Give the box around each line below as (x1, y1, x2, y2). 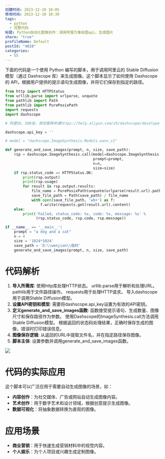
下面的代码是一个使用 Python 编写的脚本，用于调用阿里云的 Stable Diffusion (5, 67, 159, 73)
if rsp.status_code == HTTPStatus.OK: (14, 170, 93, 175)
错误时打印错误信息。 (21, 326, 64, 332)
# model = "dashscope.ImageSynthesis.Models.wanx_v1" (5, 139, 118, 143)
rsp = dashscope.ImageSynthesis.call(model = (14, 152, 107, 157)
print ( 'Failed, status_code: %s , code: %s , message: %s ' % (23, 211, 146, 216)
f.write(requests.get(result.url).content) (40, 202, 131, 207)
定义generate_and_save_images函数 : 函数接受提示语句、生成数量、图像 (12, 308, 160, 314)
